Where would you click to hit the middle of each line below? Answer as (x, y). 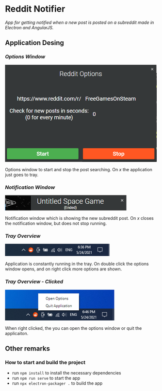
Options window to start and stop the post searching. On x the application (79, 169)
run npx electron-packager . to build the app (57, 383)
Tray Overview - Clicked (34, 282)
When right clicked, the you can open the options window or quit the (73, 328)
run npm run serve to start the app (46, 378)
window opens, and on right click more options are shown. (64, 269)
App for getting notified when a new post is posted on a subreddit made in (80, 22)
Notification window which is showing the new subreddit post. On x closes (79, 218)
